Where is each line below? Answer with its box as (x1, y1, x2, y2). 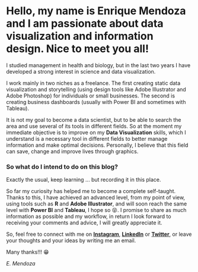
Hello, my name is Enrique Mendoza (6, 4, 186, 18)
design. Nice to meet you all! (6, 42, 149, 56)
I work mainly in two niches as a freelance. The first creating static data (6, 79, 181, 87)
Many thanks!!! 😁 (6, 248, 49, 256)
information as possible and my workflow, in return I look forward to (6, 213, 171, 220)
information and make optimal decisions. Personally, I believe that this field (6, 141, 189, 148)
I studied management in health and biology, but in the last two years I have (6, 61, 191, 69)
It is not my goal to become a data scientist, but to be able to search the (6, 116, 181, 123)
